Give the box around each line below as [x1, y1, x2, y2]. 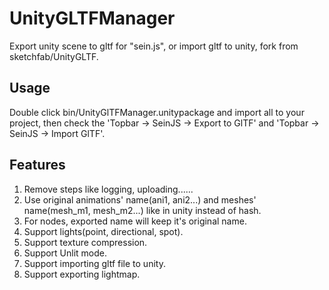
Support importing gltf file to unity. [23, 257, 166, 269]
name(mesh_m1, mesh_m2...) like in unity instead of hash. [23, 204, 262, 216]
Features [9, 157, 66, 174]
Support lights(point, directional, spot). [23, 225, 184, 237]
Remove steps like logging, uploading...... [23, 183, 194, 195]
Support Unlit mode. [23, 247, 108, 259]
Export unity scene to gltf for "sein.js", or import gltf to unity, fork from [9, 40, 299, 52]
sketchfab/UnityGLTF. [9, 50, 99, 62]
